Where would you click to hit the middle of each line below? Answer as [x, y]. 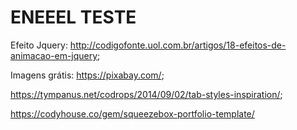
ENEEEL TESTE [73, 17]
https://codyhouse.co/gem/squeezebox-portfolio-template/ [132, 113]
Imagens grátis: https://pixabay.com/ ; [87, 75]
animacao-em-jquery [54, 55]
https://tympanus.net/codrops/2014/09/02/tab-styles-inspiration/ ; [146, 94]
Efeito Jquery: [39, 45]
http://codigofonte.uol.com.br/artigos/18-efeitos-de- [178, 45]
